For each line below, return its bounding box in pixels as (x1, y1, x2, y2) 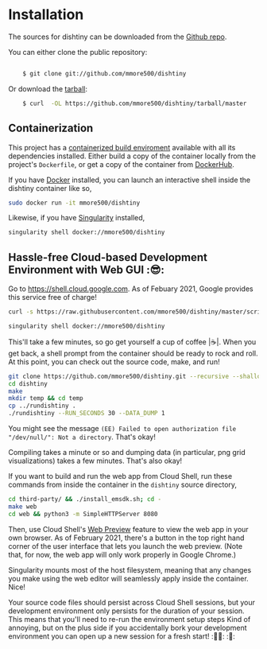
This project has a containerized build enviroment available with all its (8, 142, 236, 152)
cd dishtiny (8, 379, 48, 387)
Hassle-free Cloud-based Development (8, 251, 208, 264)
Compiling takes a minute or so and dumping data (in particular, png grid (8, 448, 246, 457)
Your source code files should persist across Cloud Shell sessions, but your (8, 597, 256, 607)
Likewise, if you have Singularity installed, (8, 213, 145, 223)
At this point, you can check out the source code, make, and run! (8, 356, 220, 367)
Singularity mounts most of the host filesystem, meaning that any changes (8, 565, 252, 574)
